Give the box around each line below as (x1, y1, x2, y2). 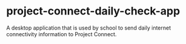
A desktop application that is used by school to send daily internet (6, 24, 171, 31)
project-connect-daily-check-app (6, 4, 181, 18)
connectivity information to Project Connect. (6, 30, 117, 37)
